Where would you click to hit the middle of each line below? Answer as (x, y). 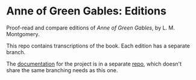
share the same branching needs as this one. (62, 70)
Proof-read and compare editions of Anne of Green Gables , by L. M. (91, 28)
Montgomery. (23, 34)
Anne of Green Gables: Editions (87, 11)
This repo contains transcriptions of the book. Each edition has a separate (98, 46)
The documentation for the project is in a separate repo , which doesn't (94, 64)
